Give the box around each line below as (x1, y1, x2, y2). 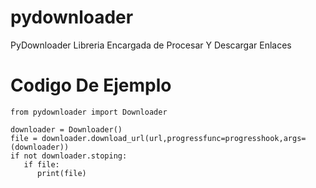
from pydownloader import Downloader (10, 107, 168, 117)
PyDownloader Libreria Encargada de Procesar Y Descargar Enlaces (10, 39, 292, 51)
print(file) (36, 168, 87, 178)
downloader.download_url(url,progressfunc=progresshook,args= (41, 133, 307, 143)
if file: (23, 159, 60, 170)
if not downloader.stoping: (10, 151, 128, 161)
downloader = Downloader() (10, 124, 123, 135)
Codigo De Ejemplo (10, 74, 172, 97)
